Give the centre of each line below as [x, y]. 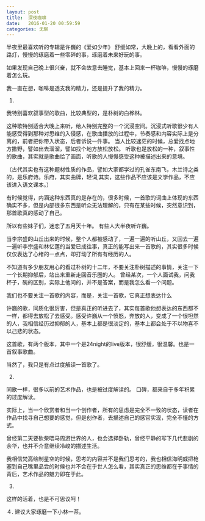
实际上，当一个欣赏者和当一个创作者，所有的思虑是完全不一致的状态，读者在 [103, 410]
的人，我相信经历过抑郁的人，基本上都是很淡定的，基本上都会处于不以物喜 [100, 323]
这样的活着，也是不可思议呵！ [44, 499]
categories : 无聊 [27, 29]
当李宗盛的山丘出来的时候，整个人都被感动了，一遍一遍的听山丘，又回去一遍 [103, 239]
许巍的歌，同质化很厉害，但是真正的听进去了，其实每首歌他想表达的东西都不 [103, 308]
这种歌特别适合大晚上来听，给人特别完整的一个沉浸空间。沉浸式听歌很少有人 [103, 126]
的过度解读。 [22, 397]
